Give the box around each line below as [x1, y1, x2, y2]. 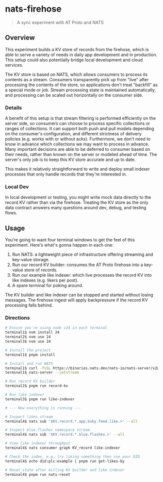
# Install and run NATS [5, 361, 53, 366]
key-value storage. [12, 257, 50, 263]
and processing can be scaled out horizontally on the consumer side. [5, 92, 144, 98]
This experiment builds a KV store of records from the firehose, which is [5, 46, 149, 52]
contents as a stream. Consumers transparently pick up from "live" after [5, 76, 149, 82]
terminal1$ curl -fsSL [5, 366, 51, 371]
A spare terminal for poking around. [12, 283, 83, 288]
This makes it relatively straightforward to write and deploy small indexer [5, 166, 150, 172]
